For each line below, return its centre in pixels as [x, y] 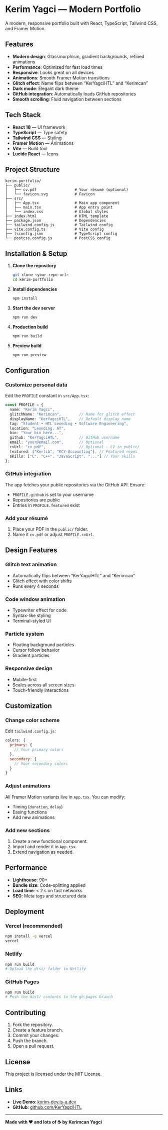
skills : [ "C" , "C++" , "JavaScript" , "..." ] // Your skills [72, 456]
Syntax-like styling [31, 615]
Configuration [27, 370]
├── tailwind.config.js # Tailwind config [59, 225]
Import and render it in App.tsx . [44, 846]
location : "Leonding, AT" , [38, 428]
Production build [30, 327]
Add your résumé [27, 518]
